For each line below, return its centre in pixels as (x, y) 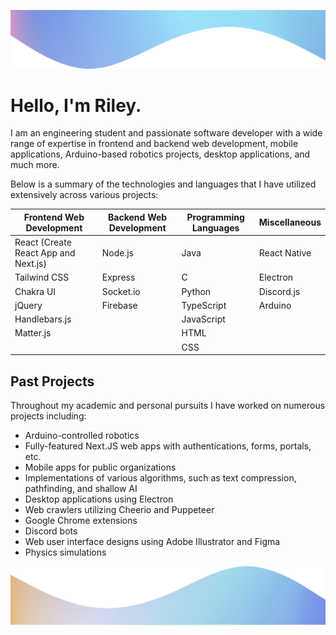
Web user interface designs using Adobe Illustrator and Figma (152, 542)
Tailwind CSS (42, 277)
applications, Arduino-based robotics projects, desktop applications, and (160, 154)
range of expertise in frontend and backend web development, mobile (154, 144)
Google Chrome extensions (81, 521)
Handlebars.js (43, 319)
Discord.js (279, 291)
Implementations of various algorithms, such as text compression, (160, 478)
